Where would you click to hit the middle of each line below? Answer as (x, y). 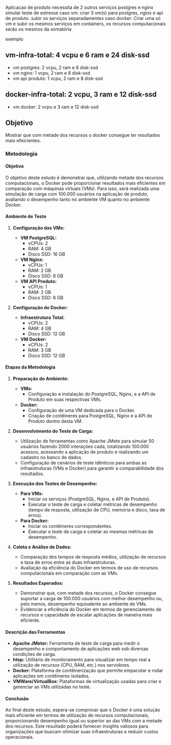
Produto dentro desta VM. (55, 421)
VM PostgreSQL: (38, 238)
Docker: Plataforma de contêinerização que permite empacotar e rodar (88, 671)
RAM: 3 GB (39, 350)
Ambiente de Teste (26, 217)
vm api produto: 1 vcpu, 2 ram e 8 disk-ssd (58, 78)
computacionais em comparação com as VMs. (69, 573)
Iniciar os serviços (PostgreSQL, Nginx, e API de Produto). (89, 499)
